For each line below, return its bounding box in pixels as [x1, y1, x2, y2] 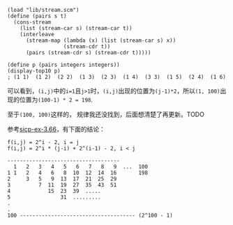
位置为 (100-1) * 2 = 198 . [19, 95, 93, 104]
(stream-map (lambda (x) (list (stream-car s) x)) [25, 37, 176, 44]
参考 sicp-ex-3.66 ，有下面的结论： [7, 125, 106, 133]
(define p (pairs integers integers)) [7, 61, 120, 68]
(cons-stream [13, 19, 52, 26]
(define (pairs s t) [7, 13, 68, 20]
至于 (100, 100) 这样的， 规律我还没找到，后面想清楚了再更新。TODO [7, 110, 204, 118]
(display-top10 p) [7, 68, 61, 75]
